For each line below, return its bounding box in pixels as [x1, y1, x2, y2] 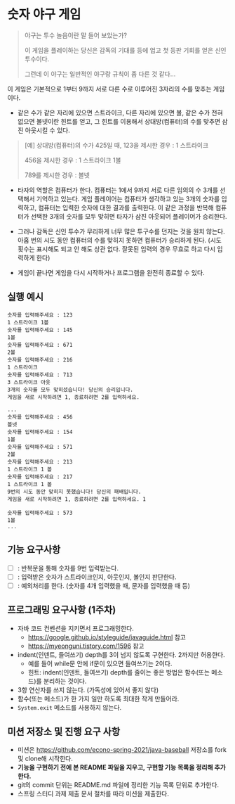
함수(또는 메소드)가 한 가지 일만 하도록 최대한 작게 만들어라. [17, 694, 180, 703]
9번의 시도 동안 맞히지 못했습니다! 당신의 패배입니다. [7, 488, 142, 495]
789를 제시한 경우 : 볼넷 [24, 170, 90, 179]
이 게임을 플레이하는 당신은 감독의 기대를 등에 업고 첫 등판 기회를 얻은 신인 [24, 46, 227, 54]
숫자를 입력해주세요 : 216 [7, 356, 73, 363]
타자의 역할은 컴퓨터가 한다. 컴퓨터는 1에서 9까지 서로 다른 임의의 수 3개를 [17, 186, 219, 194]
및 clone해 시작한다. [17, 754, 74, 763]
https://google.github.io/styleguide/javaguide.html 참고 [27, 632, 186, 641]
